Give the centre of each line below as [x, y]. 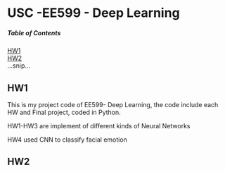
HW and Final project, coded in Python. [64, 112]
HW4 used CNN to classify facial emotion [67, 140]
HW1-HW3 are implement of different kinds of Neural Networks [99, 125]
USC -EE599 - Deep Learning [94, 13]
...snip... [19, 66]
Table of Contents [34, 32]
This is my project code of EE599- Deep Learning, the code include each [113, 104]
